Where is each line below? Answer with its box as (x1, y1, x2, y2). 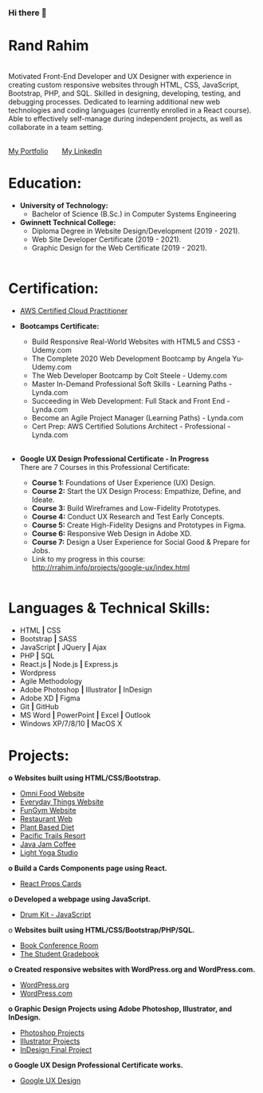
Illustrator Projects (19, 1036, 80, 1046)
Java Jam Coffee (19, 839, 77, 849)
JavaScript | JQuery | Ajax (19, 642, 108, 652)
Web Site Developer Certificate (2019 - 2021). (31, 235, 182, 244)
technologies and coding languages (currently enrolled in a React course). (8, 105, 252, 115)
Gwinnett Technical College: (19, 217, 116, 227)
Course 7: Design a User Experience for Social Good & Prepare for (31, 537, 250, 546)
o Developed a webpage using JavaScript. (8, 894, 151, 904)
